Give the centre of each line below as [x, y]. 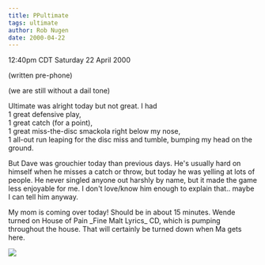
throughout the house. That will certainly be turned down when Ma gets [125, 229]
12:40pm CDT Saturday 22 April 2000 [69, 60]
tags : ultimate [33, 23]
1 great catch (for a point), [51, 123]
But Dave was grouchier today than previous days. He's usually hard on [125, 164]
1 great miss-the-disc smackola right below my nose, [94, 131]
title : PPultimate [38, 15]
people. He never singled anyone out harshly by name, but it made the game [132, 180]
